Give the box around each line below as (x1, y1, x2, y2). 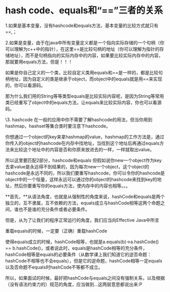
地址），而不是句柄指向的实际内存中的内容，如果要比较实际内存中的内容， (9, 52, 163, 59)
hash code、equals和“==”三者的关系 (5, 5, 163, 16)
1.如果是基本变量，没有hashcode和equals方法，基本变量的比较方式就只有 (5, 22, 159, 28)
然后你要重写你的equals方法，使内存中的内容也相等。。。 (14, 183, 130, 189)
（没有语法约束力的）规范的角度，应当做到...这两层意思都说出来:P (5, 281, 143, 287)
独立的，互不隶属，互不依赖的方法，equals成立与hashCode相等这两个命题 (5, 199, 161, 206)
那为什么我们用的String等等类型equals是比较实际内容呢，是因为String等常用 (5, 93, 164, 99)
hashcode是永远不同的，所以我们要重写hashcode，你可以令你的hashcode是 (5, 170, 165, 176)
